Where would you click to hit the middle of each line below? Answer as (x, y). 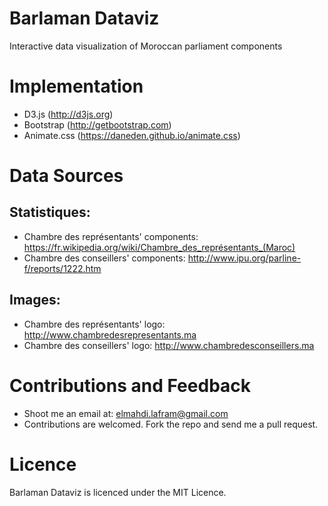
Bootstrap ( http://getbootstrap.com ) (97, 124)
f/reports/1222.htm (62, 268)
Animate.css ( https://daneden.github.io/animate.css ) (132, 135)
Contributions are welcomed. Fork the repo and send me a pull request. (171, 424)
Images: (35, 300)
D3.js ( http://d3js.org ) (68, 114)
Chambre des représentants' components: (111, 236)
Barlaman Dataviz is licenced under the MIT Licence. (118, 492)
